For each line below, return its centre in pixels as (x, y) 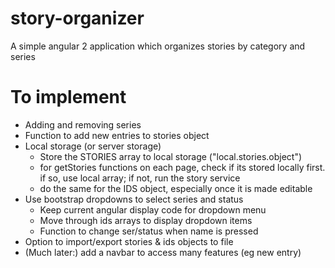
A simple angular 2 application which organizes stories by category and (158, 46)
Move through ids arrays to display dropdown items (146, 220)
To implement (68, 97)
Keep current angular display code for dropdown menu (153, 209)
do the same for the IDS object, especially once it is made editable (176, 188)
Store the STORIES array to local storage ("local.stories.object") (171, 156)
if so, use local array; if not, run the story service (140, 178)
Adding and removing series (83, 124)
